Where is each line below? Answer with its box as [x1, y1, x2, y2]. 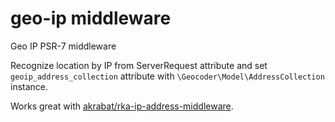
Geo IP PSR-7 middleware [10, 40, 117, 52]
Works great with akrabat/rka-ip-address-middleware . [10, 100, 234, 112]
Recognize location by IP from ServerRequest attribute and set [10, 59, 268, 71]
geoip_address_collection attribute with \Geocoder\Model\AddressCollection [10, 70, 325, 82]
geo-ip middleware [10, 7, 172, 30]
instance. [10, 80, 49, 92]
